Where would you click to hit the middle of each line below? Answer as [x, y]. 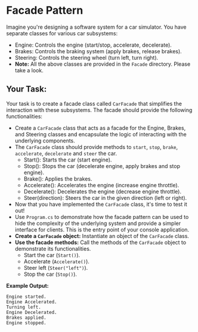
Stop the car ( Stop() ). [50, 274]
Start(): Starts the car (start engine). [68, 160]
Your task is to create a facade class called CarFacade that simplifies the [94, 103]
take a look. [29, 70]
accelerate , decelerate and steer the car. [66, 153]
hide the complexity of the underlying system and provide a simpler [98, 223]
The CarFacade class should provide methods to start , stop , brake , [96, 147]
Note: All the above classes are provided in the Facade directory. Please [103, 64]
